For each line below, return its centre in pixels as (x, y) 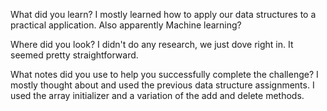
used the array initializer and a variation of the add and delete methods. (157, 95)
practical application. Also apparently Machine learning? (126, 25)
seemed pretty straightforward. (74, 55)
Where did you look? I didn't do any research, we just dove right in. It (152, 44)
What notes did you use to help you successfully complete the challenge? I (164, 74)
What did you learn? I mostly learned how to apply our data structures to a (163, 14)
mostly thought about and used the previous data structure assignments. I (162, 85)
